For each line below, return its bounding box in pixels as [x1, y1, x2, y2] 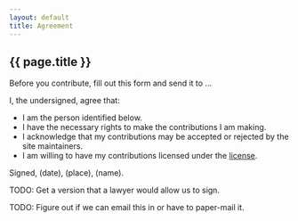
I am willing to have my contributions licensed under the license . [21, 151, 258, 161]
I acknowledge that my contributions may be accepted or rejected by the [21, 131, 289, 143]
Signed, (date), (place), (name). [9, 168, 125, 178]
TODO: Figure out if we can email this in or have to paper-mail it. [9, 202, 245, 213]
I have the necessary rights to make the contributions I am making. [21, 122, 267, 133]
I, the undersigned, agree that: [9, 95, 120, 106]
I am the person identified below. [21, 112, 142, 123]
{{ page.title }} [9, 54, 92, 70]
